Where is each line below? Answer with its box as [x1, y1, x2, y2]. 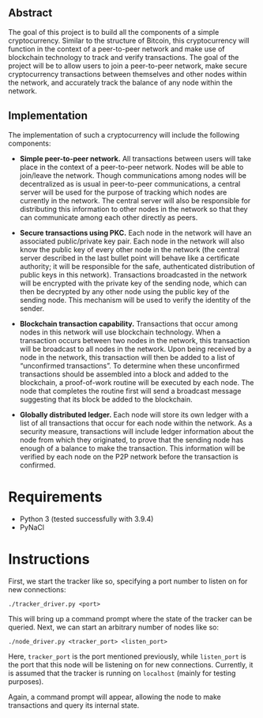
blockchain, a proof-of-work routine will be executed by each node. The [19, 377, 254, 387]
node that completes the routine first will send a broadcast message [19, 386, 242, 395]
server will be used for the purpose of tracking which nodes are [19, 187, 227, 197]
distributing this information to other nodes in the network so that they [19, 204, 248, 214]
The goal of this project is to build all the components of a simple [8, 27, 220, 36]
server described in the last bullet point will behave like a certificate [19, 253, 239, 263]
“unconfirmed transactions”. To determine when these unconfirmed [19, 361, 240, 370]
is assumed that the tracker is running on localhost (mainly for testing [8, 668, 236, 678]
